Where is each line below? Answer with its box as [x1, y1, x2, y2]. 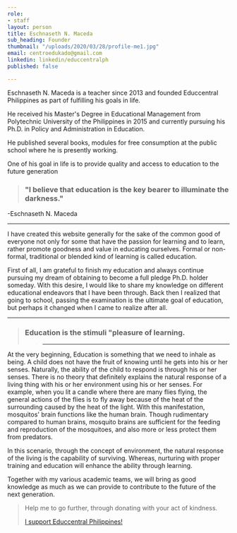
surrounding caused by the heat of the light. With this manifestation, [7, 403, 205, 412]
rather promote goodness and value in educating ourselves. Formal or [7, 244, 210, 253]
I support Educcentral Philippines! [24, 517, 123, 526]
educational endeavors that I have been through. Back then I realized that [7, 288, 221, 297]
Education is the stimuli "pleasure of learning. [24, 328, 186, 337]
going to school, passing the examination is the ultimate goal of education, [7, 296, 224, 304]
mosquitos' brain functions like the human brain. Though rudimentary [7, 410, 209, 419]
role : [7, 10, 23, 18]
